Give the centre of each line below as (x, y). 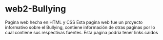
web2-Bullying (36, 9)
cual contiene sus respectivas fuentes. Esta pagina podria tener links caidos (81, 32)
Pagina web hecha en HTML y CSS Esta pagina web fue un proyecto (74, 22)
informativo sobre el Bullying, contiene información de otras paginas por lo (80, 27)
